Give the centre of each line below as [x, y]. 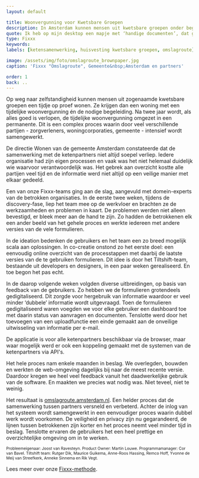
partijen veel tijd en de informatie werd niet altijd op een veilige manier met [97, 174]
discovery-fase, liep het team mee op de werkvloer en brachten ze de [91, 204]
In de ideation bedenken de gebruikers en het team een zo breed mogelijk [96, 241]
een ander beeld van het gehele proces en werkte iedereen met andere [93, 223]
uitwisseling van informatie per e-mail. [53, 328]
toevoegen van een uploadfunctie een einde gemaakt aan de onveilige [92, 321]
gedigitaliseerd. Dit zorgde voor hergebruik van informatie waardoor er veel [98, 297]
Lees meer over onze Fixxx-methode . [52, 469]
